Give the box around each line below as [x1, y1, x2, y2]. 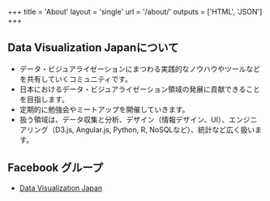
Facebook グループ [7, 161, 103, 175]
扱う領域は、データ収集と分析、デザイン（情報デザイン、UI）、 [19, 114, 229, 124]
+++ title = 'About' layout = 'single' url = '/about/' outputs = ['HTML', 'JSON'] [7, 7, 263, 16]
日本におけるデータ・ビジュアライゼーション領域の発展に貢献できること [19, 84, 260, 94]
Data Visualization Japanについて [7, 41, 179, 55]
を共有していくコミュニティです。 [19, 74, 133, 83]
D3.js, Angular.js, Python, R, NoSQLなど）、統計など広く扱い [54, 125, 255, 135]
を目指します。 [19, 94, 70, 104]
